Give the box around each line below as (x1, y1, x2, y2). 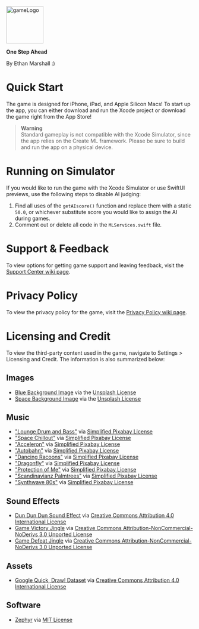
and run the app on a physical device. (20, 143, 113, 151)
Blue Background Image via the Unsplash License (14, 389, 137, 396)
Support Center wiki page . (6, 268, 71, 275)
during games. (14, 215, 50, 222)
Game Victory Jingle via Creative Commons (14, 525, 122, 532)
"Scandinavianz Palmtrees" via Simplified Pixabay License (14, 472, 157, 479)
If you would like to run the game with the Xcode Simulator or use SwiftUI (6, 184, 185, 191)
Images (6, 373, 34, 383)
